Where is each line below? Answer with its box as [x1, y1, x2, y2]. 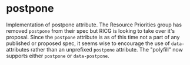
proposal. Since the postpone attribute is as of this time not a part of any [6, 33, 180, 40]
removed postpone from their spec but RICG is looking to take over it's [6, 27, 175, 34]
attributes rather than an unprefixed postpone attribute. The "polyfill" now [6, 46, 184, 53]
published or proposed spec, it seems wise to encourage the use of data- [6, 40, 185, 47]
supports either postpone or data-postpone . [6, 52, 110, 59]
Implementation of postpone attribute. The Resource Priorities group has [6, 21, 182, 28]
